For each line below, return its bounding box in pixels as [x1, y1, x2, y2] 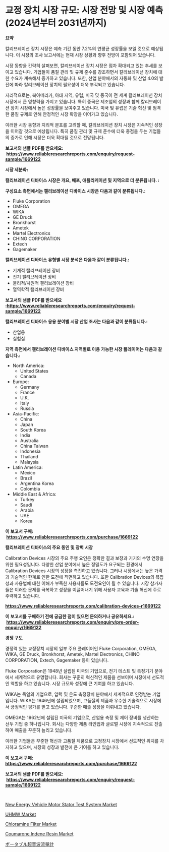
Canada [20, 373, 37, 379]
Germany [20, 384, 39, 390]
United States [20, 368, 49, 374]
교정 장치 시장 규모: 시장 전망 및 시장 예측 [5, 5, 163, 16]
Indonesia [20, 448, 41, 454]
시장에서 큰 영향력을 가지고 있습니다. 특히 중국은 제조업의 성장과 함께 [5, 98, 140, 104]
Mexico [20, 469, 36, 475]
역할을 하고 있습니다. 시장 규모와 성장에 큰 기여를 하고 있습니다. [10, 680, 135, 686]
